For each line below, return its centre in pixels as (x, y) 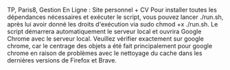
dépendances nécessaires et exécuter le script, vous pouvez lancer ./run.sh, (115, 17)
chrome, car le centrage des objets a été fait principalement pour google (110, 46)
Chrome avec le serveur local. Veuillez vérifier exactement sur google (105, 39)
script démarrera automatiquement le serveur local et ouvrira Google (104, 31)
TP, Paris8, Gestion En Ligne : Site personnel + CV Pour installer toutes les (112, 10)
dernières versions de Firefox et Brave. (62, 60)
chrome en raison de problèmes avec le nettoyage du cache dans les (105, 53)
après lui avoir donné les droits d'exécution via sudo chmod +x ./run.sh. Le (113, 24)
